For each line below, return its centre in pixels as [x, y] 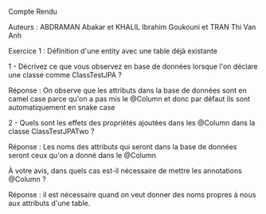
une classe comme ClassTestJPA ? [65, 75]
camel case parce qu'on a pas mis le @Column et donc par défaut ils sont [129, 99]
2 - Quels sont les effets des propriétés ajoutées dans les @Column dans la [132, 123]
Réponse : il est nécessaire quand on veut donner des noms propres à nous [132, 194]
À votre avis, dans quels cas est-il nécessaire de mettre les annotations [125, 170]
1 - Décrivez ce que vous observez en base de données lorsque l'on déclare [133, 66]
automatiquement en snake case [62, 107]
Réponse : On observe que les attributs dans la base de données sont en [127, 90]
